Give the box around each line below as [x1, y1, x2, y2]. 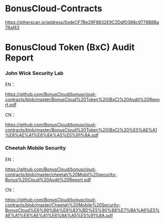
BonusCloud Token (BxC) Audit [5, 42, 135, 53]
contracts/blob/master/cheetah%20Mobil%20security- [5, 171, 117, 177]
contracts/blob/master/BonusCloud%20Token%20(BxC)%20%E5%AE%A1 [5, 127, 158, 133]
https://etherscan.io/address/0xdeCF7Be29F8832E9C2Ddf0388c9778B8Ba [5, 19, 159, 25]
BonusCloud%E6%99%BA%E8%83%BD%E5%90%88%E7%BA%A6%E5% [5, 207, 160, 213]
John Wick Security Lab [5, 70, 64, 77]
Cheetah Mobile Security [5, 145, 66, 152]
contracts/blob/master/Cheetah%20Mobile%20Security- [5, 202, 121, 208]
